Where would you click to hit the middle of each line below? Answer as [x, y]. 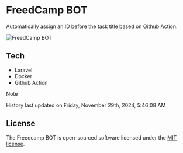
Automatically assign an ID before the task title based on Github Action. [92, 26]
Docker [23, 76]
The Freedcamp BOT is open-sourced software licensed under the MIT [91, 137]
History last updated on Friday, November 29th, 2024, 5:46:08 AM [86, 105]
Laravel [23, 70]
